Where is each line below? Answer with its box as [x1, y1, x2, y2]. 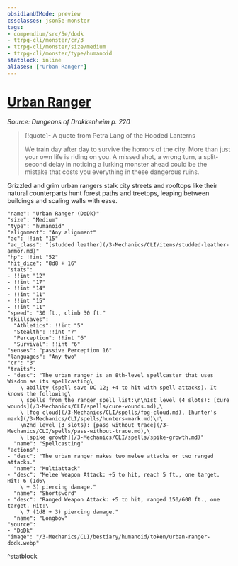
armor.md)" [7, 247, 40, 254]
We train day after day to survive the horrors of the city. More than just [24, 145, 231, 153]
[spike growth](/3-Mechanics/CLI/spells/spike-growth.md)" [25, 434, 204, 441]
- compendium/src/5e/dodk [7, 30, 84, 38]
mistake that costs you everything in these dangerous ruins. [24, 168, 200, 176]
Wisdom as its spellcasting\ [7, 378, 93, 385]
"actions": [7, 446, 40, 453]
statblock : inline [7, 57, 62, 64]
